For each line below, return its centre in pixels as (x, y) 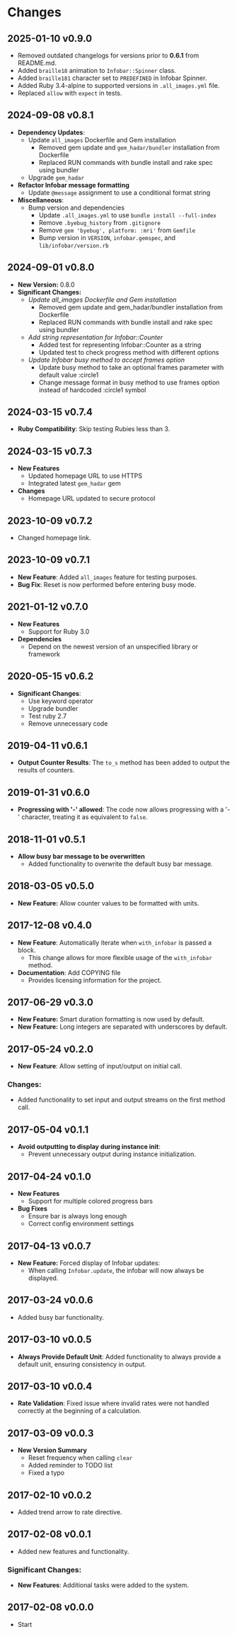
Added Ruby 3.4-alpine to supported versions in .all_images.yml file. (118, 85)
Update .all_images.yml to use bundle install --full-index (128, 215)
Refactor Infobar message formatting (73, 185)
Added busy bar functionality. (61, 1317)
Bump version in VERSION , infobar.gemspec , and (107, 237)
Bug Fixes (32, 1209)
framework (44, 654)
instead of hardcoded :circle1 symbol (92, 389)
